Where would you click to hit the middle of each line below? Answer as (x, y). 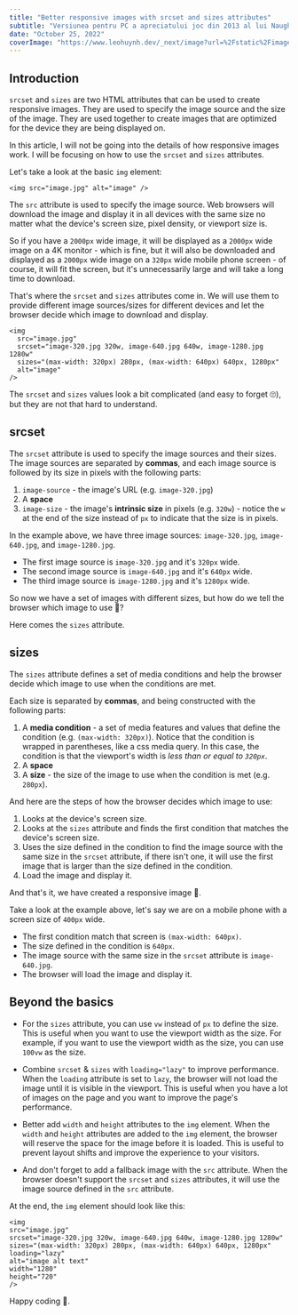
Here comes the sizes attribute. (67, 624)
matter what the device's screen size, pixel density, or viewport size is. (138, 224)
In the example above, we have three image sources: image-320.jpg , (133, 535)
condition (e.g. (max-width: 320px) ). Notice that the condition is (138, 737)
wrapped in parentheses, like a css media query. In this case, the (141, 746)
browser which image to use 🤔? (67, 607)
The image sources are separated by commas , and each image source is (143, 462)
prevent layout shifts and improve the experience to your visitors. (141, 1152)
